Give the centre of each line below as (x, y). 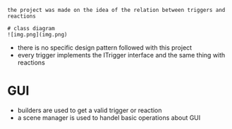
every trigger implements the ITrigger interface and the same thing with (121, 55)
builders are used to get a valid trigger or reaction (90, 110)
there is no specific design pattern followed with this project (105, 48)
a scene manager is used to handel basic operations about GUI (109, 117)
